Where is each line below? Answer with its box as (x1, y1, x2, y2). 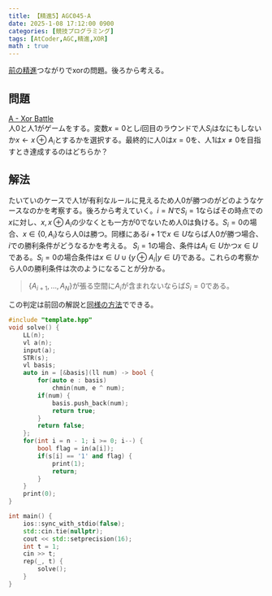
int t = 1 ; (23, 542, 60, 550)
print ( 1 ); (51, 459, 85, 468)
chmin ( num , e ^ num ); (51, 384, 126, 392)
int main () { (8, 512, 53, 520)
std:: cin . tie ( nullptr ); (23, 527, 104, 535)
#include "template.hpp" (8, 316, 93, 324)
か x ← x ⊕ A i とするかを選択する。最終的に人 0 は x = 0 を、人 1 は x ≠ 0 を (8, 135, 248, 146)
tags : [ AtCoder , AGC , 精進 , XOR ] (8, 34, 108, 43)
